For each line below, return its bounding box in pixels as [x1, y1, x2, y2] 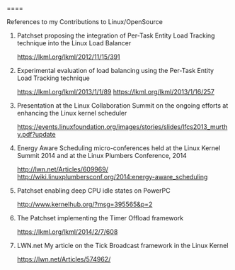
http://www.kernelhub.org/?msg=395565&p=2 [16, 200, 153, 208]
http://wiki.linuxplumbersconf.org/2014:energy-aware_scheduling [16, 173, 208, 181]
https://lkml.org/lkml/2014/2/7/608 [16, 227, 118, 236]
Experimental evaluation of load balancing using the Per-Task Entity [16, 67, 214, 74]
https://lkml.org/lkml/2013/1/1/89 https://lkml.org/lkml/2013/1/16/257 [16, 88, 215, 96]
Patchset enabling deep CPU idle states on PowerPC [16, 186, 171, 195]
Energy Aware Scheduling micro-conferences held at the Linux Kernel [16, 144, 221, 152]
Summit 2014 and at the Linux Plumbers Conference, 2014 [16, 152, 187, 159]
